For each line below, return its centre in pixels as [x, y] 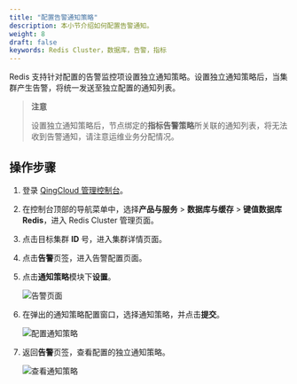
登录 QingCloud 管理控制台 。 [75, 190]
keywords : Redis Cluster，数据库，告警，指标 [88, 51]
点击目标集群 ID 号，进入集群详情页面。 [94, 239]
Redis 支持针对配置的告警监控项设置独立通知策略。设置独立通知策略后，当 [145, 77]
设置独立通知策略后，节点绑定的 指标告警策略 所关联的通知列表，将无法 [159, 126]
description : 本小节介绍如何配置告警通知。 [81, 26]
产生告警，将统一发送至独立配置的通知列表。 [98, 88]
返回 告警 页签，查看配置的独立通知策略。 [96, 352]
